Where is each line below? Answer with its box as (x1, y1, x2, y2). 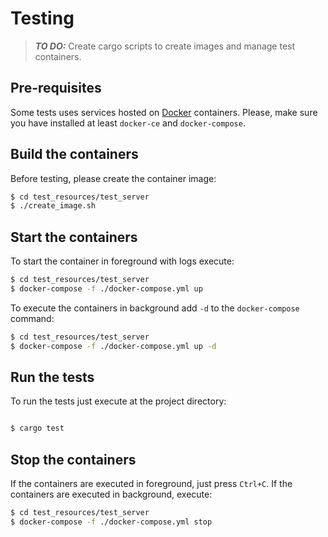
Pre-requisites (10, 80, 102, 97)
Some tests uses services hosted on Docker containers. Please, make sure (10, 106, 318, 118)
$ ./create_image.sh (10, 201, 97, 211)
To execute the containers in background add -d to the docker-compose (10, 302, 300, 314)
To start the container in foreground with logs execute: (10, 255, 235, 267)
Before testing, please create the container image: (10, 172, 217, 184)
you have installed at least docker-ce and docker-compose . (10, 117, 246, 129)
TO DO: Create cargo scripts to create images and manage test (34, 40, 296, 52)
